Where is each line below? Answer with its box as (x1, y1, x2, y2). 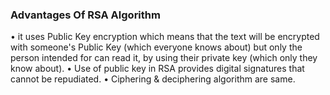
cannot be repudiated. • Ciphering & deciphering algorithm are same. (10, 73, 296, 85)
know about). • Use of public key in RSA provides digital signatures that (10, 63, 305, 75)
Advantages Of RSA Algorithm (10, 8, 161, 22)
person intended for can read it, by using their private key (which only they (10, 52, 318, 64)
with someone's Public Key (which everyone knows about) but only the (10, 41, 303, 53)
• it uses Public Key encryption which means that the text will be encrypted (10, 31, 320, 43)
